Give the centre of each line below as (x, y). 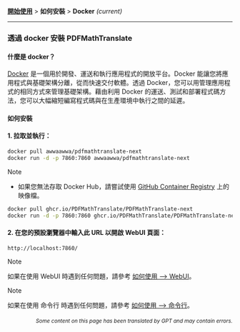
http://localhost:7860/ (43, 248)
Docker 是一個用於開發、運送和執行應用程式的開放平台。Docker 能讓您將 (115, 74)
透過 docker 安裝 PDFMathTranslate (70, 38)
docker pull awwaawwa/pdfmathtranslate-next (75, 151)
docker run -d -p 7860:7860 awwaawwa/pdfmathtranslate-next (99, 158)
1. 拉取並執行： (29, 136)
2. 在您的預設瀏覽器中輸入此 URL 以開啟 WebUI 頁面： (87, 233)
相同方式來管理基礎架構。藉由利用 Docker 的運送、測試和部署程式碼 (120, 91)
